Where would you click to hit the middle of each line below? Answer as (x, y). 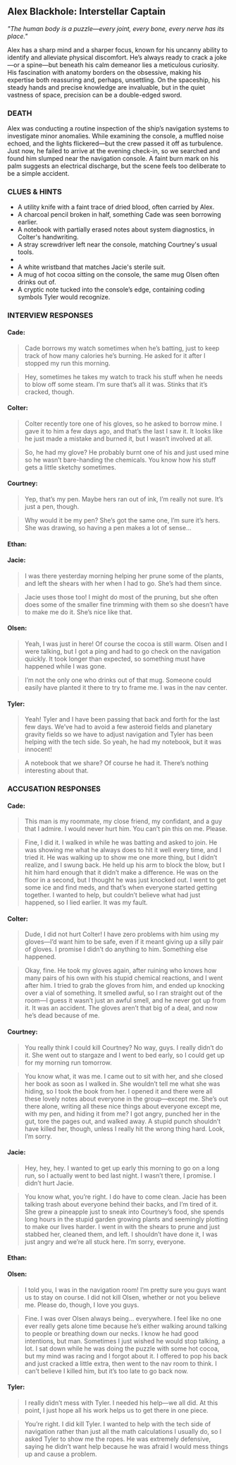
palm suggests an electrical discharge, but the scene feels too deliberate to (117, 166)
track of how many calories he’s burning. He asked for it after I (115, 355)
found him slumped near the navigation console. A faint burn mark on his (113, 159)
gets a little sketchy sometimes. (70, 467)
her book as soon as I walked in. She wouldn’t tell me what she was (122, 1084)
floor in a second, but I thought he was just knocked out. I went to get (125, 880)
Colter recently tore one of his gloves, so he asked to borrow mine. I (123, 424)
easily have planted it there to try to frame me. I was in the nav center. (126, 687)
